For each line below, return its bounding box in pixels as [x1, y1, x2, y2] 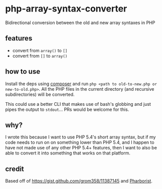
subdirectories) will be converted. [5, 91, 75, 97]
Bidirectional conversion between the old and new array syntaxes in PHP [5, 20, 155, 26]
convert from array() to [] [12, 47, 68, 53]
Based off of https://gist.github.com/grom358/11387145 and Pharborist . [5, 178, 153, 184]
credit [5, 164, 24, 173]
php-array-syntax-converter [5, 3, 127, 15]
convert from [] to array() [12, 53, 68, 59]
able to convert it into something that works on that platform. [5, 150, 130, 156]
